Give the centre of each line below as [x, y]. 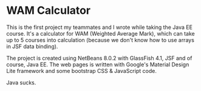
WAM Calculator [49, 11]
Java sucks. [21, 83]
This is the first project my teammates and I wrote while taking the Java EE [100, 27]
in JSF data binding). [32, 46]
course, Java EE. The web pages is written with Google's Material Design [98, 64]
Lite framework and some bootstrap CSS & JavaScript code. [81, 71]
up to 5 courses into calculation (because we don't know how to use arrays [100, 40]
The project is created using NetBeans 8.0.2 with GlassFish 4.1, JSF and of [99, 58]
